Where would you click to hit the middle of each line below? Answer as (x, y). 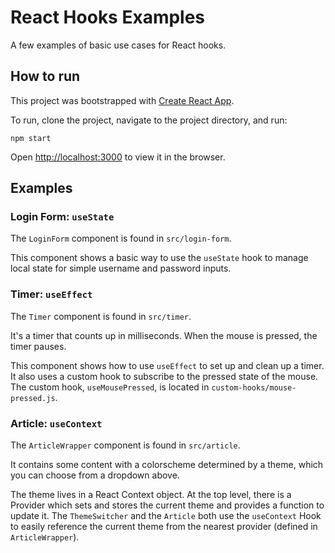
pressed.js (33, 398)
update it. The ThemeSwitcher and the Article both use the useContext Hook (166, 516)
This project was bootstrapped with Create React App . (122, 100)
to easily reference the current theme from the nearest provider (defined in (164, 527)
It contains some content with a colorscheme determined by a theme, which (167, 465)
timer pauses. (38, 346)
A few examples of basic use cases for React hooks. (118, 45)
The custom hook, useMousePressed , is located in (110, 387)
